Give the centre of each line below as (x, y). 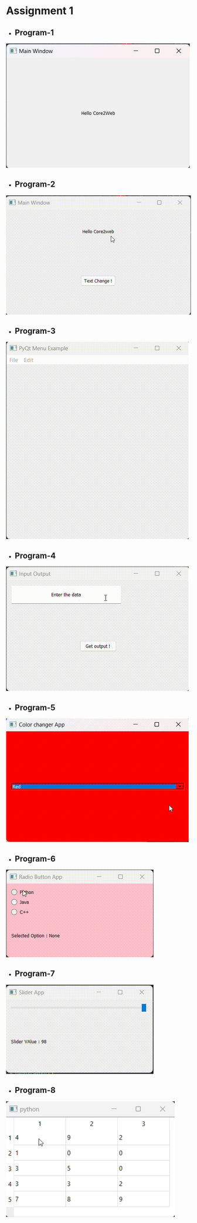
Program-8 (35, 1090)
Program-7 (35, 974)
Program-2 (35, 185)
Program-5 (35, 707)
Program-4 (35, 555)
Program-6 (35, 858)
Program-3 (35, 331)
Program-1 (34, 33)
